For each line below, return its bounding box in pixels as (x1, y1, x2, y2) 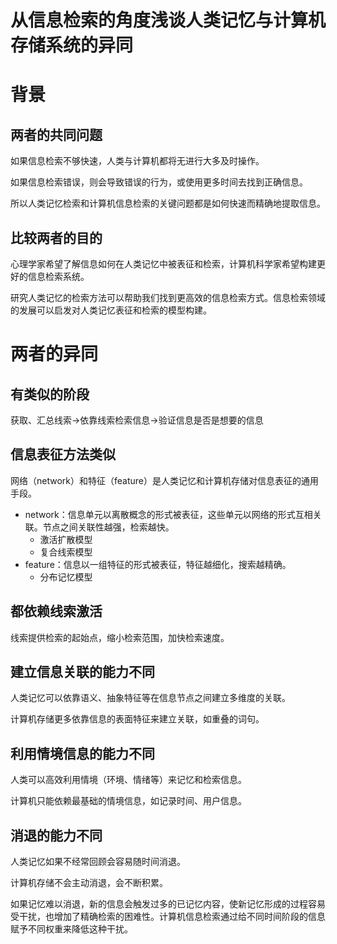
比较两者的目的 (10, 229, 103, 246)
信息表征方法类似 (10, 446, 116, 463)
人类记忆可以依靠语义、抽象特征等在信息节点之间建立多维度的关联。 (10, 692, 291, 704)
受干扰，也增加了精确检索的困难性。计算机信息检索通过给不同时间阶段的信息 (10, 911, 326, 923)
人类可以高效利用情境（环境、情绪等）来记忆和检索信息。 (10, 774, 247, 786)
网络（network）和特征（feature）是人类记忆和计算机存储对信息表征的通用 (10, 474, 319, 486)
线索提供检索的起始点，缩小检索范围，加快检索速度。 (10, 631, 230, 643)
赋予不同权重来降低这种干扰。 (10, 923, 133, 935)
